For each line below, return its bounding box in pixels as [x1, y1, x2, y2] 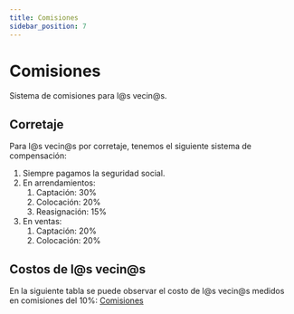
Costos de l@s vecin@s [9, 262, 147, 277]
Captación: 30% [35, 187, 98, 198]
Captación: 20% [35, 225, 97, 236]
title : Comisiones [9, 13, 79, 23]
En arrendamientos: [22, 177, 97, 188]
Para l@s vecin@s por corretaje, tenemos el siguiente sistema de [9, 141, 251, 152]
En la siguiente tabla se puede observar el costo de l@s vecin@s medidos [9, 286, 285, 297]
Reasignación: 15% [35, 206, 107, 217]
